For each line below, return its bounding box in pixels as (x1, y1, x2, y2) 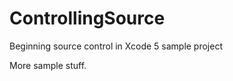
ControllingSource (9, 7, 166, 30)
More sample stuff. (9, 59, 87, 71)
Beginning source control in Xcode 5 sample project (9, 40, 224, 52)
